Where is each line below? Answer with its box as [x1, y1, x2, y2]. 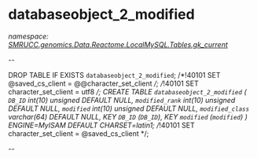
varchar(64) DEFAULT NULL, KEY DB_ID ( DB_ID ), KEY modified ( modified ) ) [8, 112, 248, 121]
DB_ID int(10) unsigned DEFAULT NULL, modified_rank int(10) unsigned [8, 95, 236, 105]
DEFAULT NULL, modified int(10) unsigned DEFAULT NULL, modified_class [8, 104, 250, 113]
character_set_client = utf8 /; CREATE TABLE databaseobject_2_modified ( [8, 86, 247, 96]
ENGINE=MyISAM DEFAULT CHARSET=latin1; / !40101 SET [8, 120, 195, 130]
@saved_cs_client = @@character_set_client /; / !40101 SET [8, 79, 199, 88]
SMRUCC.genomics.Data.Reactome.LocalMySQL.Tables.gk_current [8, 39, 228, 49]
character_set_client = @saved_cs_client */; [8, 128, 149, 138]
